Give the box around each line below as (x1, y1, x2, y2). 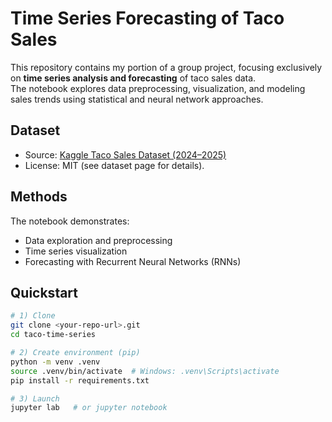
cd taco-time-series (10, 330, 97, 340)
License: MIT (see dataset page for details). (24, 159, 205, 171)
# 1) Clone (10, 311, 56, 321)
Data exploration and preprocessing (24, 234, 173, 246)
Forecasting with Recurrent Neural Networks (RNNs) (24, 255, 242, 267)
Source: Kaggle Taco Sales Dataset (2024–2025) (24, 148, 227, 161)
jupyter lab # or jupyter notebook (10, 403, 168, 413)
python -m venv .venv (10, 357, 101, 367)
